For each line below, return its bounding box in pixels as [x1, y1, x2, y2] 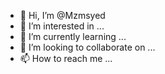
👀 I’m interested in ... [19, 20, 105, 32]
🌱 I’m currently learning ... [19, 31, 127, 42]
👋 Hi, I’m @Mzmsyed [19, 10, 106, 21]
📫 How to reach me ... [19, 53, 113, 64]
